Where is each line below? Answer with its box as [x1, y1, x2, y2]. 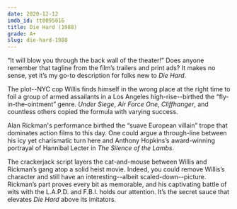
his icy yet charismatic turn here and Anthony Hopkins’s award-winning [7, 136, 216, 145]
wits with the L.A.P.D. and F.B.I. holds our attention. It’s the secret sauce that [7, 188, 230, 196]
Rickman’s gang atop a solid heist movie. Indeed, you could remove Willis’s [7, 165, 225, 174]
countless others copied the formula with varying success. [7, 108, 178, 116]
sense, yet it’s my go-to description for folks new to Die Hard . [7, 72, 187, 80]
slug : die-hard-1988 [7, 37, 69, 44]
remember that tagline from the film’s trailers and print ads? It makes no [7, 64, 216, 72]
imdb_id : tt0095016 [7, 17, 65, 24]
